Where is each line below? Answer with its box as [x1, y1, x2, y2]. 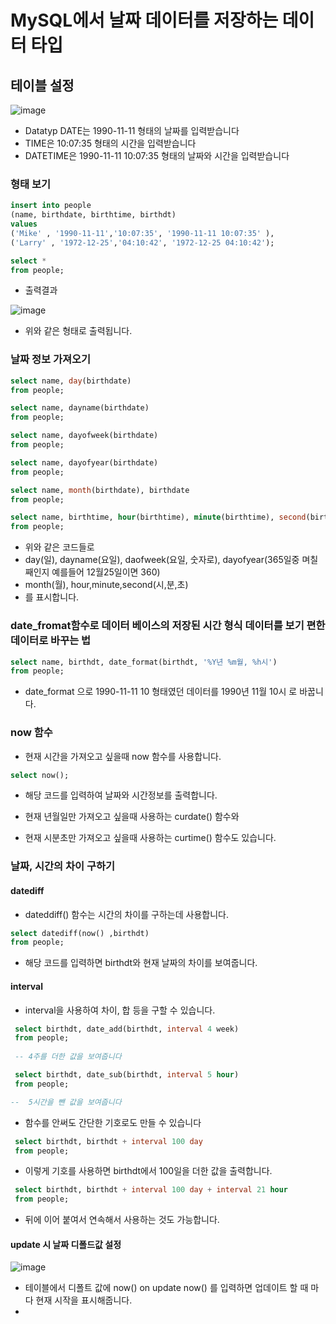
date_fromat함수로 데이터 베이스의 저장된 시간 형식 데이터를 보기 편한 [10, 619, 326, 633]
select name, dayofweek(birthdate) [10, 431, 159, 441]
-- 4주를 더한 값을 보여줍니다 [14, 1052, 122, 1062]
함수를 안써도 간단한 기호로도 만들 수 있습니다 [24, 1116, 202, 1128]
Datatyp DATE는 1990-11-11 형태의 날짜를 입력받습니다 [24, 125, 240, 136]
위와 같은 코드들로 [24, 541, 95, 553]
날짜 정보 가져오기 [10, 352, 92, 366]
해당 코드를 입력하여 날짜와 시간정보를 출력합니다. [24, 789, 218, 801]
